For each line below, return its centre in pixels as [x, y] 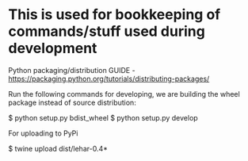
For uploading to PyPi [43, 133]
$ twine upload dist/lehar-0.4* [58, 148]
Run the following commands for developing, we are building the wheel [124, 94]
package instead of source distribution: [72, 102]
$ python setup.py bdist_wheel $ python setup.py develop [103, 117]
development [53, 48]
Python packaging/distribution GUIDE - [72, 70]
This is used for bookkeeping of [114, 15]
